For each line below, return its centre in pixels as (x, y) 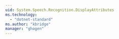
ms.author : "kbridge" (28, 24)
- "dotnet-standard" (31, 19)
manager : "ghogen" (25, 29)
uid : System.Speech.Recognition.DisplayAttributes (60, 10)
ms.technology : (21, 15)
